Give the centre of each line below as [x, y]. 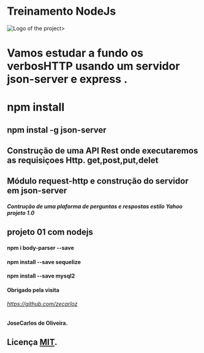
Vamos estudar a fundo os [75, 53]
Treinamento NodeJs [62, 11]
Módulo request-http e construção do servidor [98, 181]
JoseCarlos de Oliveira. [37, 323]
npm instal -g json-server [57, 130]
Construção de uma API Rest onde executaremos [103, 151]
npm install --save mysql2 [41, 276]
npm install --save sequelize [44, 262]
